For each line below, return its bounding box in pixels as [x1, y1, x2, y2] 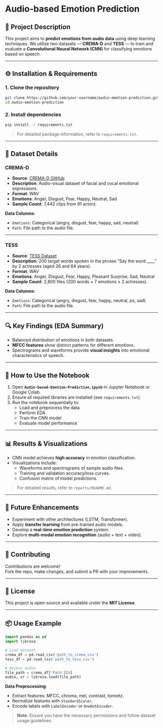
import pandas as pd [5, 635, 47, 640]
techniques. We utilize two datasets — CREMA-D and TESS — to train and [5, 41, 154, 47]
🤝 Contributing [5, 550, 50, 559]
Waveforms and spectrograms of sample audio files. [19, 465, 124, 471]
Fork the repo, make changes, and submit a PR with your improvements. [5, 568, 149, 574]
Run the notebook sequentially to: [12, 400, 80, 406]
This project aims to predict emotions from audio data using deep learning [5, 35, 155, 41]
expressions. [12, 186, 38, 191]
